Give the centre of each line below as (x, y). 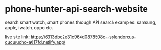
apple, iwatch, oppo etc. (29, 27)
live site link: (17, 37)
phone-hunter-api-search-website (76, 9)
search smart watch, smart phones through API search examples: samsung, (81, 22)
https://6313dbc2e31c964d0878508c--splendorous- (83, 37)
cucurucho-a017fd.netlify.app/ (35, 42)
